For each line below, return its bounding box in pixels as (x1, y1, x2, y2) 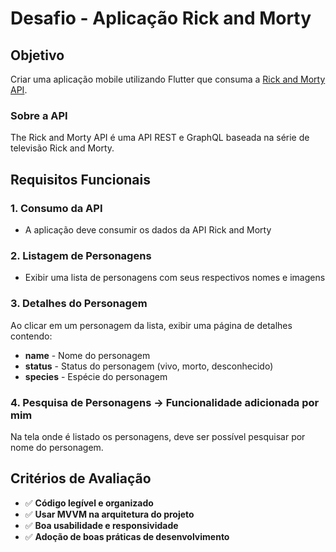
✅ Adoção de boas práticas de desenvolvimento (24, 530, 230, 542)
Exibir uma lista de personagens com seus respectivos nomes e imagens (24, 272, 326, 284)
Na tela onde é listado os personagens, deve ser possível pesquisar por (10, 430, 306, 442)
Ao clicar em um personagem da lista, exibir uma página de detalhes (10, 319, 293, 331)
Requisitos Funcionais (10, 171, 152, 188)
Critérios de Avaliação (10, 470, 152, 487)
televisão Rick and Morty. (10, 142, 115, 154)
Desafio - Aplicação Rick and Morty (10, 7, 312, 30)
